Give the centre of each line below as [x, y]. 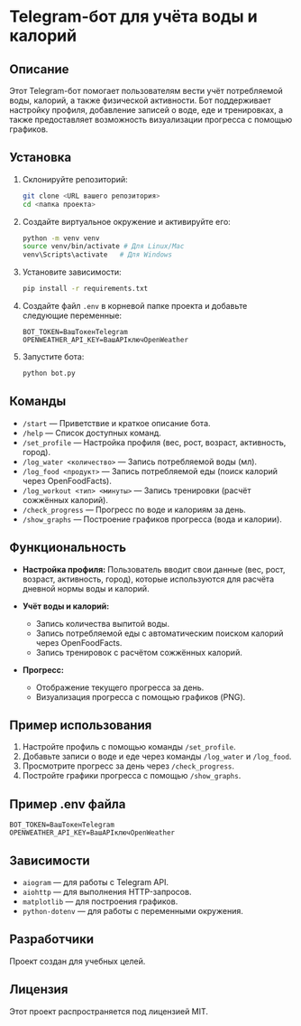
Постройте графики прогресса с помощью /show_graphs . [132, 776]
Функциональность [68, 548]
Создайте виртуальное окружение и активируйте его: [127, 221]
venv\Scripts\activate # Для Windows [97, 255]
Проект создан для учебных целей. [78, 961]
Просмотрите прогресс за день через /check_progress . [128, 766]
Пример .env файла [68, 804]
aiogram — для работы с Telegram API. [96, 882]
